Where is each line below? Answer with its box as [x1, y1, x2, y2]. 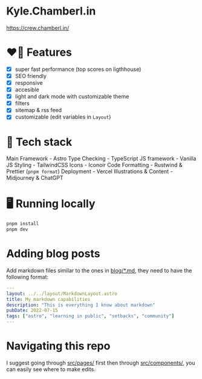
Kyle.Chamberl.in [6, 4, 96, 18]
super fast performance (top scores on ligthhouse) [15, 65, 142, 73]
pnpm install [6, 221, 39, 227]
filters [15, 100, 30, 107]
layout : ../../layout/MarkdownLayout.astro [6, 291, 118, 297]
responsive [15, 79, 44, 86]
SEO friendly [15, 72, 47, 79]
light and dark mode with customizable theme [15, 93, 129, 101]
